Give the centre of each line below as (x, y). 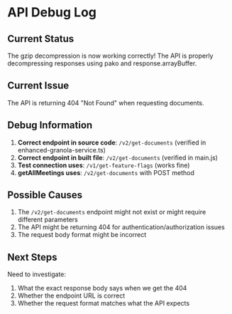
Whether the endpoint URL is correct (71, 295)
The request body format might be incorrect (82, 235)
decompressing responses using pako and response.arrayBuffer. (102, 63)
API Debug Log (52, 12)
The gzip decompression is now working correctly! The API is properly (110, 56)
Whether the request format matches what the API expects (104, 303)
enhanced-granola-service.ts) (62, 150)
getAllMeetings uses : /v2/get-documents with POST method (106, 172)
